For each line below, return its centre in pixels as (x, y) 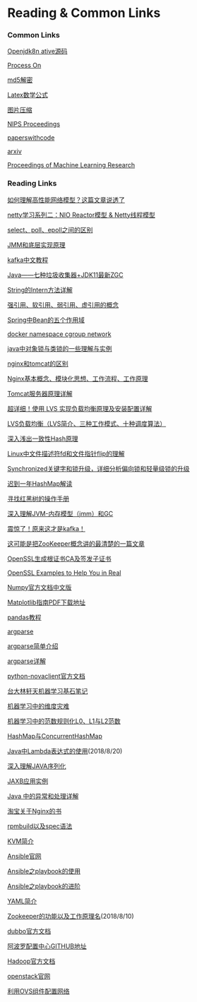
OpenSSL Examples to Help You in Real (64, 573)
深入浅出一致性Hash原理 (43, 439)
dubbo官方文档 (29, 931)
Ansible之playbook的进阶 (44, 886)
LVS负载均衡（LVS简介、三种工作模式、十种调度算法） (87, 423)
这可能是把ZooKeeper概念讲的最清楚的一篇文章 (76, 543)
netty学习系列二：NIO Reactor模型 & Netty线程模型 (81, 215)
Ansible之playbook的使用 (44, 871)
